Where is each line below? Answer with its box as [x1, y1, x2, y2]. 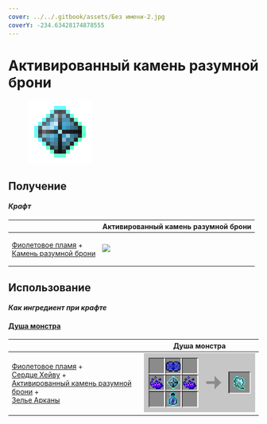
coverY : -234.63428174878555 [8, 21, 105, 29]
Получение [8, 179, 68, 193]
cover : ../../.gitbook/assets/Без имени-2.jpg [8, 13, 165, 21]
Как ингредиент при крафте [8, 303, 107, 313]
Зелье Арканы [11, 395, 60, 405]
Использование [8, 281, 91, 294]
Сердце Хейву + [11, 370, 67, 379]
